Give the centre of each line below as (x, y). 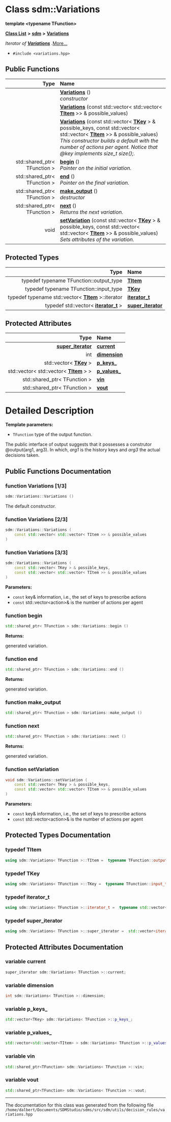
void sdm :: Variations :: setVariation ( (46, 780)
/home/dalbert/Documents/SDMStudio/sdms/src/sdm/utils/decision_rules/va (85, 1110)
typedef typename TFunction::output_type (72, 280)
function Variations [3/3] (36, 552)
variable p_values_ (28, 1032)
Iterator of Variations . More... (36, 43)
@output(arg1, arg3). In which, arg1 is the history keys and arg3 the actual (83, 450)
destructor (72, 197)
